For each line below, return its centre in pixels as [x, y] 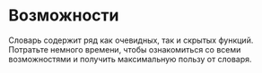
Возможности [64, 16]
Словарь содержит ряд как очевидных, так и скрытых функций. [131, 40]
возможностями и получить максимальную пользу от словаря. [130, 59]
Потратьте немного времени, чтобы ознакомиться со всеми [125, 49]
